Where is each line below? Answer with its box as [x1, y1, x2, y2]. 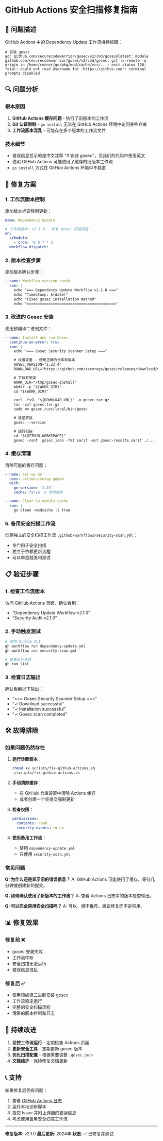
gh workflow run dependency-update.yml [5, 644, 86, 648]
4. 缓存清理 [5, 450, 31, 457]
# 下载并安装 [14, 375, 36, 380]
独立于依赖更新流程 [12, 548, 51, 554]
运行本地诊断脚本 [12, 1104, 47, 1109]
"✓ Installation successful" [12, 706, 66, 712]
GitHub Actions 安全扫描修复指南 [5, 4, 138, 16]
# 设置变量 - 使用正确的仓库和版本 [14, 358, 75, 362]
